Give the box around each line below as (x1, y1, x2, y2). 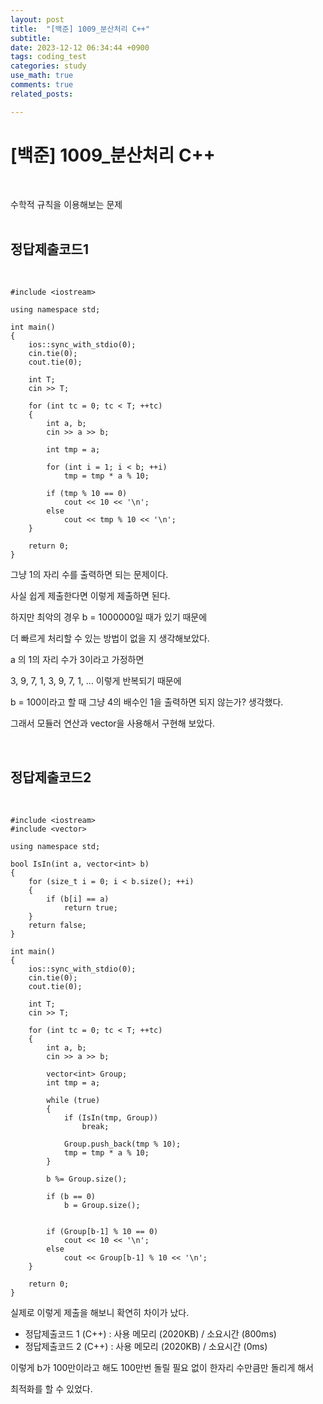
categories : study (10, 61, 87, 71)
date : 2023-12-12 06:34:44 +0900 (10, 42, 150, 53)
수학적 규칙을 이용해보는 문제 (10, 198, 123, 210)
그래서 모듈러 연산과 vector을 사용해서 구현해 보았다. (10, 717, 216, 730)
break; (81, 1122, 110, 1132)
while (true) (46, 1096, 101, 1106)
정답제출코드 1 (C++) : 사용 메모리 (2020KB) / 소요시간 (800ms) (24, 1328, 277, 1340)
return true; (63, 903, 118, 913)
